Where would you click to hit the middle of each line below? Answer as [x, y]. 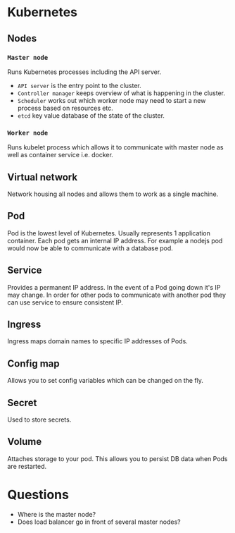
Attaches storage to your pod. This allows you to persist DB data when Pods [118, 458]
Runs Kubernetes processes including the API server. [84, 72]
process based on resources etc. [65, 108]
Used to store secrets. [39, 419]
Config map [33, 363]
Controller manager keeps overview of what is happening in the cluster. [121, 93]
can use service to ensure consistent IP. [65, 302]
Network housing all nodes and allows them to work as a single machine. [113, 194]
